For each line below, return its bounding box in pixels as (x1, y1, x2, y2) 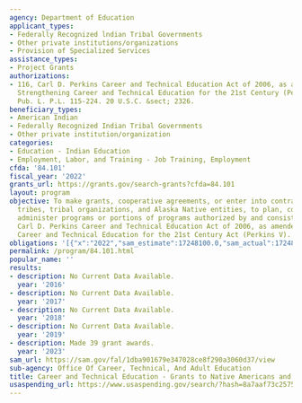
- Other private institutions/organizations (9, 38, 179, 48)
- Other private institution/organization (9, 130, 171, 139)
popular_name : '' (9, 255, 75, 265)
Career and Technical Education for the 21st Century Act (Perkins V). (17, 230, 292, 239)
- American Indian (9, 113, 78, 122)
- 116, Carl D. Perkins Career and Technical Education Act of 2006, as (9, 80, 288, 89)
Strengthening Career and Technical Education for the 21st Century (17, 88, 280, 97)
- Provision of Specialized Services (9, 47, 151, 56)
